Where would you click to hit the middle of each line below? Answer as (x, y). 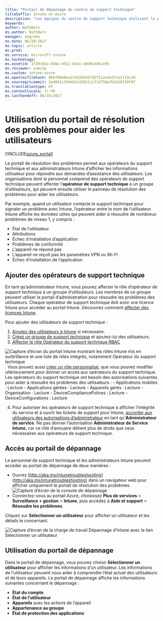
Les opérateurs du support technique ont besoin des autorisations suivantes (81, 377)
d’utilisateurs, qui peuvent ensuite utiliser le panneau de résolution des (76, 189)
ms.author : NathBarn (26, 32)
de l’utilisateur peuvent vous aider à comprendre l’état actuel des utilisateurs (81, 572)
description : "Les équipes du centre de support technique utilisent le (80, 19)
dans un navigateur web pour (117, 480)
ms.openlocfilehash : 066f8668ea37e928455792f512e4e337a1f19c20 (70, 77)
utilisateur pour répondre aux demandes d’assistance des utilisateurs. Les (79, 174)
